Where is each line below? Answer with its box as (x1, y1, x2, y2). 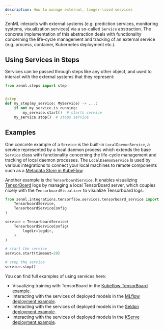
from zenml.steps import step (5, 83, 67, 88)
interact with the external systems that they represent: (5, 74, 114, 80)
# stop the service (5, 260, 45, 265)
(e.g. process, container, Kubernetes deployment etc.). (5, 41, 116, 47)
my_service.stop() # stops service (14, 115, 89, 120)
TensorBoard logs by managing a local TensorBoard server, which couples (5, 182, 156, 188)
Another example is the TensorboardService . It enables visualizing (5, 177, 137, 183)
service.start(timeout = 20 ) (5, 251, 60, 256)
